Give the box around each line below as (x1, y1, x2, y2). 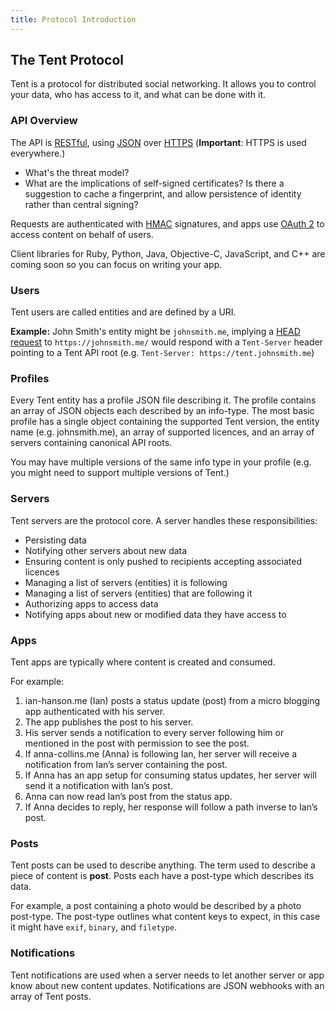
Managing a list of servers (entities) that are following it (24, 587, 253, 599)
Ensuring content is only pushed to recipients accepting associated (24, 555, 302, 567)
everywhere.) (10, 147, 66, 159)
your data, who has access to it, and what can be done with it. (10, 89, 266, 101)
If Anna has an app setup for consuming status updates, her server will (24, 769, 317, 781)
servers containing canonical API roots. (10, 437, 173, 449)
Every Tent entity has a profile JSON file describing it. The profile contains (10, 394, 317, 406)
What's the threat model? (24, 166, 130, 178)
